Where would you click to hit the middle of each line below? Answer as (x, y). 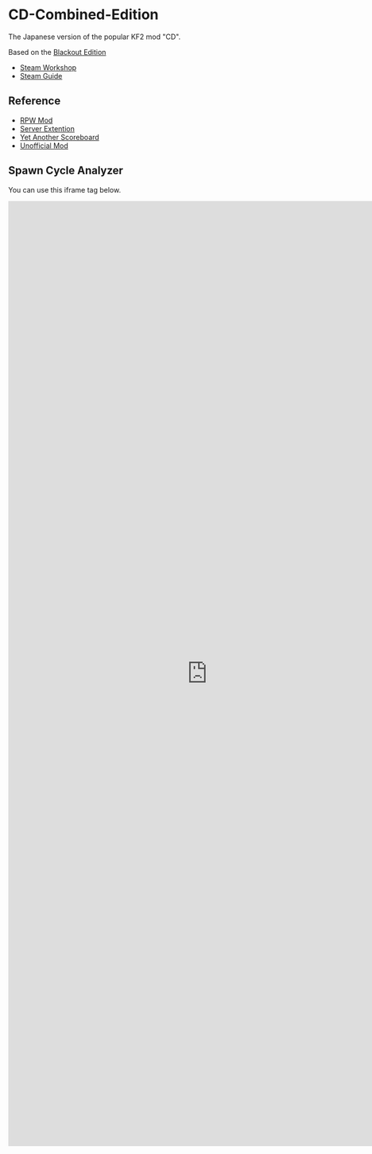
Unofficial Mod (44, 146)
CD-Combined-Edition (83, 15)
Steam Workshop (48, 67)
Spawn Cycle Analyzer (66, 171)
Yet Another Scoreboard (59, 137)
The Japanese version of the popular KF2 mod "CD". (95, 37)
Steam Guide (41, 76)
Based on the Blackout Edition (57, 52)
